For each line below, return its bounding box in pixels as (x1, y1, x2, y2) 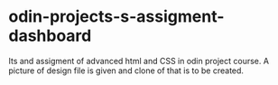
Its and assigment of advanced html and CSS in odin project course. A (8, 55, 270, 66)
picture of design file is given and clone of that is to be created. (8, 65, 245, 76)
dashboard (8, 25, 92, 46)
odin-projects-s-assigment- (8, 6, 225, 27)
